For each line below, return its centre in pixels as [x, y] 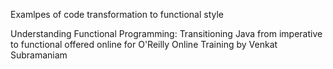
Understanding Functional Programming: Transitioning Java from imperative [166, 33]
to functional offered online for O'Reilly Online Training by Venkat [144, 44]
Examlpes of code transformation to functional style [117, 14]
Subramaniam [39, 55]
